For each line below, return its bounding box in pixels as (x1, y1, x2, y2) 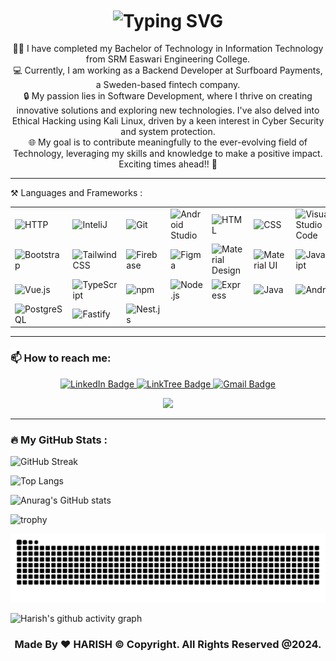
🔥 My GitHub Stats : (10, 433, 108, 447)
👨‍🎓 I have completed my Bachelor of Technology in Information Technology (12, 43, 324, 55)
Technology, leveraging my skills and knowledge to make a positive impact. (13, 148, 323, 160)
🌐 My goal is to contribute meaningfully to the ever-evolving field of (28, 136, 308, 148)
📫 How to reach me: (10, 351, 112, 365)
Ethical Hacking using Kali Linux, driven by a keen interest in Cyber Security (11, 115, 325, 127)
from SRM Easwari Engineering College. (85, 53, 251, 65)
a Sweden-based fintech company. (95, 79, 241, 91)
